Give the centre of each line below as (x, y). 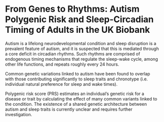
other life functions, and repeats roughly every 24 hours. (62, 64)
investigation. (19, 114)
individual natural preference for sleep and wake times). (61, 84)
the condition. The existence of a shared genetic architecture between (76, 104)
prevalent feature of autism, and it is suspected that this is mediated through (82, 49)
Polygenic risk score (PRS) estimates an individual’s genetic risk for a (75, 94)
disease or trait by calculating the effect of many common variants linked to (81, 98)
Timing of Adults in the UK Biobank (78, 30)
